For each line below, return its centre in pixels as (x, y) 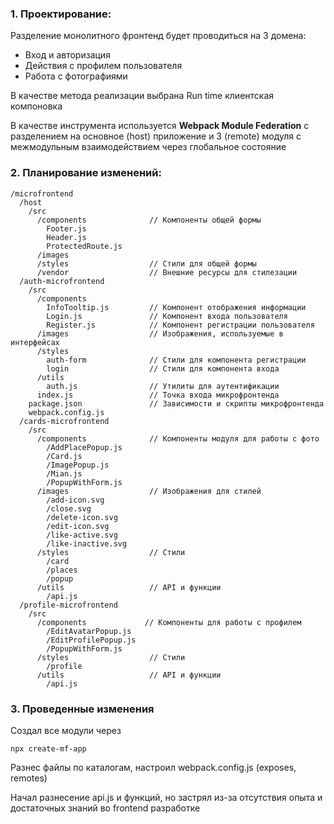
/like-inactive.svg (87, 543)
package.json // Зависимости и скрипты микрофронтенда (176, 403)
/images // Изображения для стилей (149, 491)
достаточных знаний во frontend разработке (105, 808)
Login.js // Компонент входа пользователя (167, 316)
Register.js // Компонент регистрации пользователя (180, 325)
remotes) (29, 778)
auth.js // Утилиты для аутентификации (163, 386)
